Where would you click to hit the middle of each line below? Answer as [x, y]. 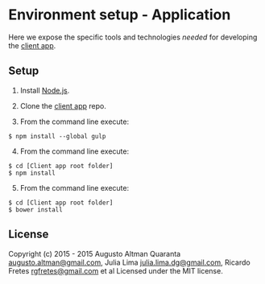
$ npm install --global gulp [57, 136]
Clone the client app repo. [63, 105]
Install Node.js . [45, 90]
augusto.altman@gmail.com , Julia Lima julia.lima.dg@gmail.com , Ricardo [130, 262]
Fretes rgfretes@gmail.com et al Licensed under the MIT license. [116, 270]
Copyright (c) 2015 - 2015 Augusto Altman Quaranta [95, 253]
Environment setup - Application [120, 15]
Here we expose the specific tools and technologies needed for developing [133, 37]
